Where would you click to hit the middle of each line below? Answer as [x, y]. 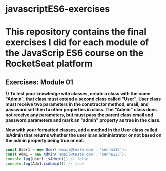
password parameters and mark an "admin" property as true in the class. [83, 120]
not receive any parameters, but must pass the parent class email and [80, 115]
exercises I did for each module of [77, 43]
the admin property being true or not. [45, 141]
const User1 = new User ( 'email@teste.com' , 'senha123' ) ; [66, 150]
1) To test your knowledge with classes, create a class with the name [78, 94]
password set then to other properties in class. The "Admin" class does [81, 110]
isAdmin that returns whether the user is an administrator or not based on [83, 135]
